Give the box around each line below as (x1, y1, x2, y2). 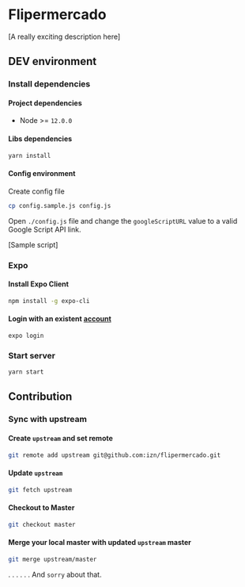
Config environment (8, 169, 76, 178)
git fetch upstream (8, 485, 73, 493)
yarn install (8, 152, 51, 159)
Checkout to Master (8, 503, 75, 512)
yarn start (8, 368, 44, 376)
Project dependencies (8, 98, 82, 108)
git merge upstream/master (8, 555, 97, 563)
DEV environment (8, 55, 97, 68)
